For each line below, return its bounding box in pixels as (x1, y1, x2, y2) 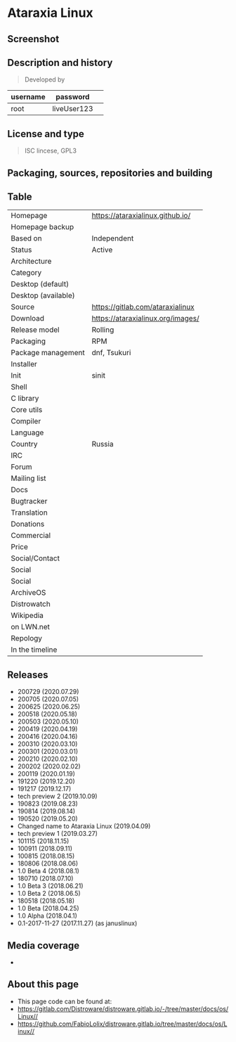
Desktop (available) (11, 290, 75, 300)
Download (11, 314, 44, 323)
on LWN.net (11, 622, 51, 632)
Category (11, 268, 42, 278)
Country (11, 439, 38, 449)
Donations (11, 519, 45, 529)
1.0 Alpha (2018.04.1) (17, 912, 77, 920)
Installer (11, 359, 37, 369)
